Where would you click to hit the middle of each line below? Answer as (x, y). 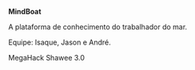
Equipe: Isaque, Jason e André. (60, 42)
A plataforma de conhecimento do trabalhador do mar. (98, 27)
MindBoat (25, 12)
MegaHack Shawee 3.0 (47, 58)
